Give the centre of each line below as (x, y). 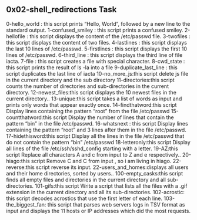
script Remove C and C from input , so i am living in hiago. (101, 161)
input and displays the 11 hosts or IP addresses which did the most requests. (98, 211)
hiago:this (18, 161)
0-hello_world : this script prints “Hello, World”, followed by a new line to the (98, 23)
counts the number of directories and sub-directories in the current (88, 86)
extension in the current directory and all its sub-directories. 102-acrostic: (96, 192)
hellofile (16, 36)
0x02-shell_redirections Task (61, 10)
